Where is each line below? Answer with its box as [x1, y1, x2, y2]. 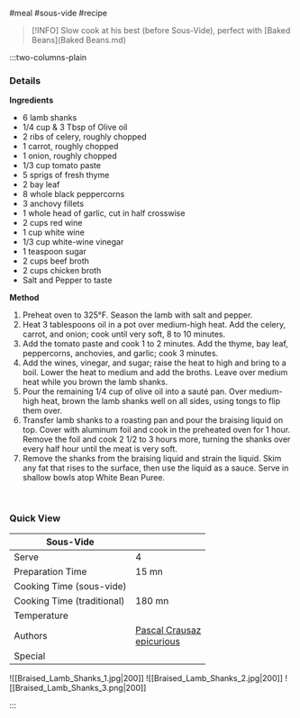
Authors [14, 629, 48, 642]
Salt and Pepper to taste [22, 274, 113, 286]
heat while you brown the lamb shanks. [22, 377, 168, 388]
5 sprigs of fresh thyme [22, 170, 110, 181]
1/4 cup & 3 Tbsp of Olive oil [22, 121, 128, 133]
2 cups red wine [22, 218, 83, 229]
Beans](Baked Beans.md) [31, 35, 127, 45]
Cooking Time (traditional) [14, 594, 125, 606]
